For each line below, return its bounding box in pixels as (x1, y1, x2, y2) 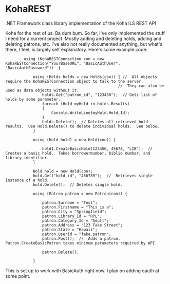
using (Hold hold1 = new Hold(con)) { (32, 137, 116, 142)
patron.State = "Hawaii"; (42, 227, 98, 232)
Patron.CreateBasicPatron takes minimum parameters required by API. (5, 240, 158, 245)
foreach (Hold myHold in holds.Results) (42, 101, 130, 106)
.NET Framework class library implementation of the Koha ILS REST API (5, 20, 157, 26)
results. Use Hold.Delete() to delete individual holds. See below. (5, 124, 160, 129)
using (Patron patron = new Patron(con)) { (32, 191, 127, 196)
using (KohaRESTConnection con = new (24, 56, 104, 62)
